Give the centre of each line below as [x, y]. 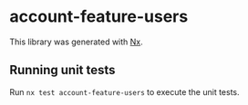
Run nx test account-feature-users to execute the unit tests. [124, 91]
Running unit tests [62, 70]
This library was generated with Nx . [76, 42]
